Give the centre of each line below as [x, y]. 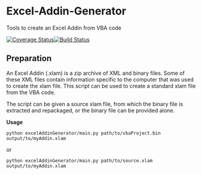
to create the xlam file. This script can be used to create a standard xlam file [101, 86]
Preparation [29, 59]
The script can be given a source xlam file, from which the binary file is [95, 104]
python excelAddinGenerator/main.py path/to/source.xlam [80, 161]
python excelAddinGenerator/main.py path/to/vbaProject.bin [84, 133]
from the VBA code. [31, 92]
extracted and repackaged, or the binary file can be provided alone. [91, 110]
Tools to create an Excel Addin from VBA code [64, 28]
